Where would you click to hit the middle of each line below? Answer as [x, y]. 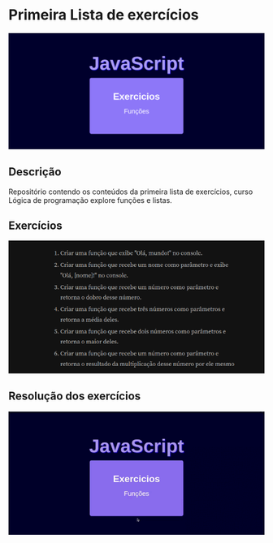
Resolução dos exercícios [75, 396]
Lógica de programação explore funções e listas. [90, 200]
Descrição [35, 172]
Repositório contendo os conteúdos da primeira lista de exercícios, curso [131, 192]
